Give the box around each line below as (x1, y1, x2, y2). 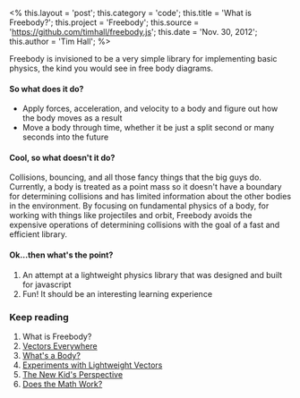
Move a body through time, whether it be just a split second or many (21, 123, 275, 133)
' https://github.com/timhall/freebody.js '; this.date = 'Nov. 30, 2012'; (9, 27, 258, 37)
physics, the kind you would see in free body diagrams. (9, 63, 213, 73)
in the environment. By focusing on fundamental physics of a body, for (9, 200, 270, 211)
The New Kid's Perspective (21, 368, 124, 379)
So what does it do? (9, 83, 84, 94)
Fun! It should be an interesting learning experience (21, 288, 213, 299)
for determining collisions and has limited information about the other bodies (9, 191, 292, 202)
